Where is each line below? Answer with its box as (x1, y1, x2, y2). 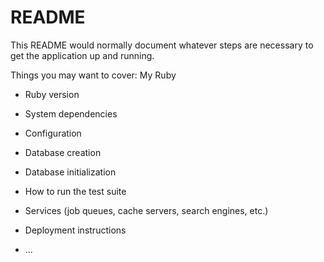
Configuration (24, 127, 82, 139)
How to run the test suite (24, 185, 127, 197)
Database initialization (24, 166, 117, 178)
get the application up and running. (10, 49, 155, 61)
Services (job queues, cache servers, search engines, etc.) (24, 204, 269, 216)
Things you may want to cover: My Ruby (10, 69, 177, 81)
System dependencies (24, 107, 118, 120)
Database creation (24, 146, 102, 158)
